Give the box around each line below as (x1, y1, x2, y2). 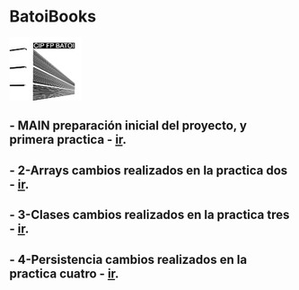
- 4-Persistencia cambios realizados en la (9, 251, 248, 267)
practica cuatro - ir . (9, 266, 119, 281)
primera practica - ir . (9, 132, 128, 147)
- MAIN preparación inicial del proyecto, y (9, 119, 247, 134)
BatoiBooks (9, 6, 97, 27)
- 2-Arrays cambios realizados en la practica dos (9, 163, 288, 178)
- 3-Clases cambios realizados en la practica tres (9, 207, 290, 223)
